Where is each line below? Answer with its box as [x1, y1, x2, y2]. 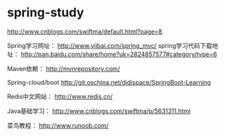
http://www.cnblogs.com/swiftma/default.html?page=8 [7, 27, 163, 36]
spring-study [7, 5, 84, 21]
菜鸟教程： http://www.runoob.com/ [7, 121, 109, 129]
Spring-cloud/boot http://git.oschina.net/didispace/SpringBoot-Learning [7, 78, 211, 86]
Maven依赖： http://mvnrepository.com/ [7, 64, 120, 72]
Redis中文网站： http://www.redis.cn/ [7, 92, 113, 100]
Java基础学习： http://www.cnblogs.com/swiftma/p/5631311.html [7, 107, 191, 115]
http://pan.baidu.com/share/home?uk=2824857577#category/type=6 [20, 50, 217, 58]
